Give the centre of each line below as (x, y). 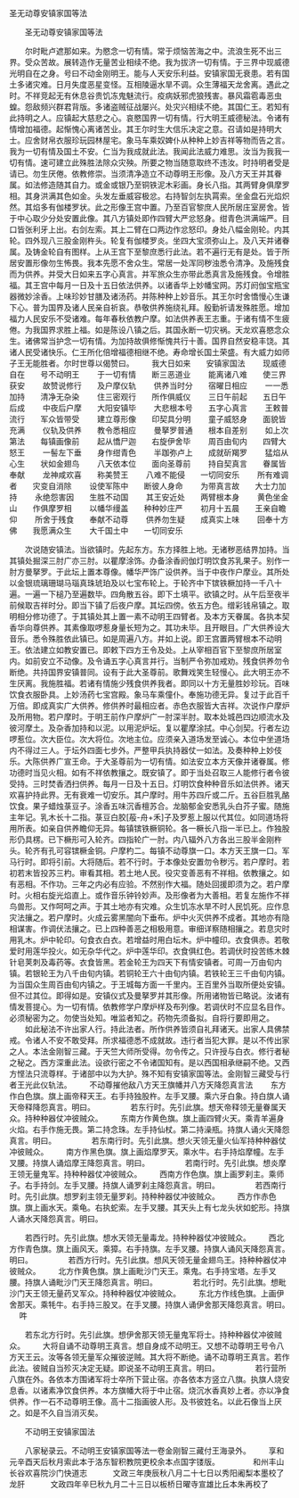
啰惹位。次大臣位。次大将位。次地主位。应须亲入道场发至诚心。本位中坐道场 (149, 739)
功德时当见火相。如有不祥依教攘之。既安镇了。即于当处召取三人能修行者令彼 (149, 773)
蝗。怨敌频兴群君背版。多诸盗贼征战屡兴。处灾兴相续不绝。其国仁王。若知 (145, 107)
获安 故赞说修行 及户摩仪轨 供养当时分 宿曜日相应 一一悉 (149, 385)
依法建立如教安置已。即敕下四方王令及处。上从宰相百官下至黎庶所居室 (153, 650)
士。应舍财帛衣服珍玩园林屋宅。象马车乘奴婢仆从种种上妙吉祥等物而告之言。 (149, 140)
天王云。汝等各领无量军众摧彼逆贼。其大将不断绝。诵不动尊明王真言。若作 (153, 1357)
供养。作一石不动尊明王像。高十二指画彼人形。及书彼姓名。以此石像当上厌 (145, 1402)
